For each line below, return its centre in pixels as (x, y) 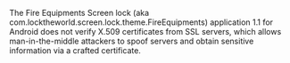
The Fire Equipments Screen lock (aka (79, 13)
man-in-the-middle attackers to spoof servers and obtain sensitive (132, 41)
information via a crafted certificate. (75, 51)
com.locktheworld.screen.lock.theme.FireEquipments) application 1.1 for (141, 22)
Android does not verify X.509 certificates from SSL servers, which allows (145, 31)
